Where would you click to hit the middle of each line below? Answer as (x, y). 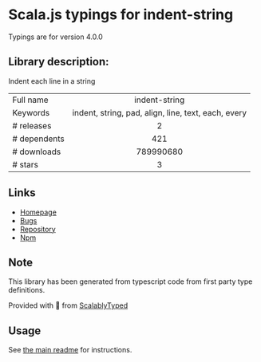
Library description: (59, 62)
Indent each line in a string (52, 81)
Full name (31, 100)
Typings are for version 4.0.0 (56, 37)
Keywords (31, 112)
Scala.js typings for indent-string (121, 15)
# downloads (37, 151)
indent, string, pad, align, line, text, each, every (160, 112)
